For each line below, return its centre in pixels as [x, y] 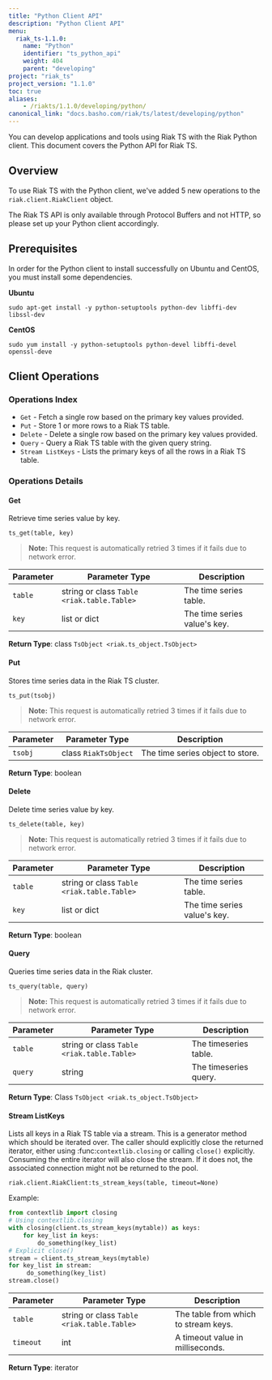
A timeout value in [209, 1337]
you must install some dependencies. [70, 277]
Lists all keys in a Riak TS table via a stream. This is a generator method [127, 1134]
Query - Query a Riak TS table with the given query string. [116, 443]
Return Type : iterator [44, 1367]
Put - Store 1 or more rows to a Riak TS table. [95, 425]
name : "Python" [49, 46]
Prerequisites [43, 249]
